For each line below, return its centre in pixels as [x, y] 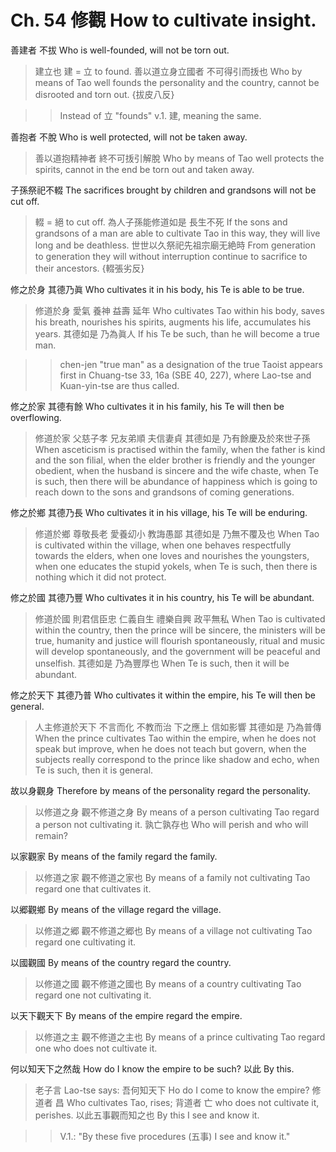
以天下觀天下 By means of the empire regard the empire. [126, 1015]
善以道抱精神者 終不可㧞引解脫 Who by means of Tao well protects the [179, 158]
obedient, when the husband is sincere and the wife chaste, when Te [176, 470]
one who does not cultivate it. [96, 1048]
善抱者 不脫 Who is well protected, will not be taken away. [129, 137]
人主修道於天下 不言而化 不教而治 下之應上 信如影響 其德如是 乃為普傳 [178, 727]
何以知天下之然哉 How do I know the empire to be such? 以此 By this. [152, 1068]
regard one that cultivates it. [93, 888]
